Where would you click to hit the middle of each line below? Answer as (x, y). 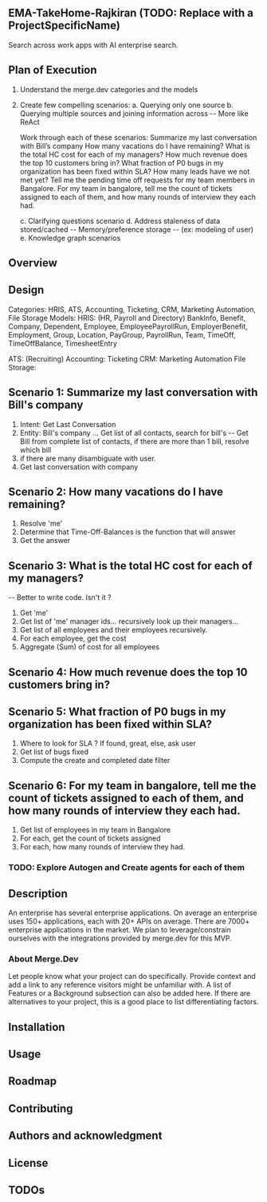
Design (26, 290)
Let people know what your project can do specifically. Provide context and (132, 976)
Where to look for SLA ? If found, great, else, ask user (108, 744)
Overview (33, 263)
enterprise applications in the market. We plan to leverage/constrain (120, 930)
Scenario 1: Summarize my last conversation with (133, 392)
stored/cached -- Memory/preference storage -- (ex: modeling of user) (136, 229)
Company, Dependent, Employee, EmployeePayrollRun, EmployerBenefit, (128, 326)
